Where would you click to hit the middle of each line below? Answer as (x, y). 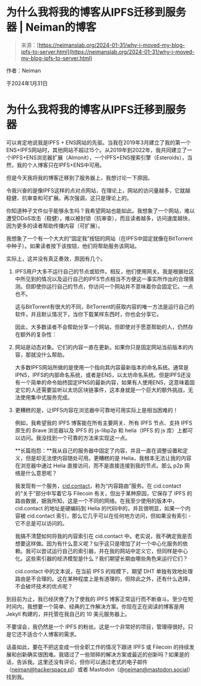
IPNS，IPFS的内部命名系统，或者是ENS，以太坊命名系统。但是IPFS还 (100, 375)
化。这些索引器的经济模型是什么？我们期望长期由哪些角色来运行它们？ (101, 558)
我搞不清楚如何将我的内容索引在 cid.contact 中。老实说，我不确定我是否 (103, 536)
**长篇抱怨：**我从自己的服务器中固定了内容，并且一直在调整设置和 (99, 450)
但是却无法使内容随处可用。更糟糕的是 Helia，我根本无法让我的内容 (108, 458)
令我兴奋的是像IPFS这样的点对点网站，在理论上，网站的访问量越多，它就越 (98, 190)
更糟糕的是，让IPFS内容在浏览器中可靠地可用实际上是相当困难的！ (96, 410)
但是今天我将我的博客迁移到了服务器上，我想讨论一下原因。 (80, 177)
